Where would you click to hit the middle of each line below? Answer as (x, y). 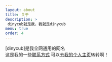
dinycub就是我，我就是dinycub (36, 24)
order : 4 (14, 33)
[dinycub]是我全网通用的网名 (35, 48)
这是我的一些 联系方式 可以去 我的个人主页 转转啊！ (57, 54)
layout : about (20, 10)
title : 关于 (17, 15)
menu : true (17, 29)
